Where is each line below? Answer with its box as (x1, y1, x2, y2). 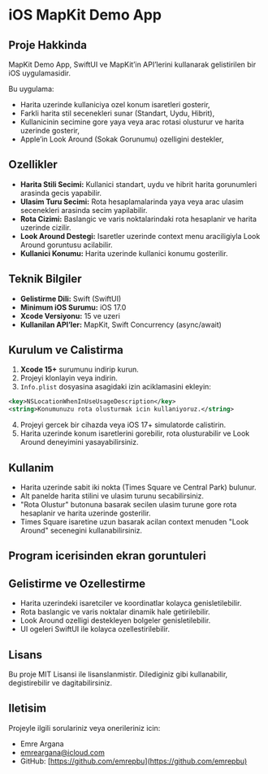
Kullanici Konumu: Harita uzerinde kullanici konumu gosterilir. (19, 248, 228, 258)
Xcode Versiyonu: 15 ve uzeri (19, 311, 120, 320)
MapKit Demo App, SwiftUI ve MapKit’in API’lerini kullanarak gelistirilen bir (8, 59, 257, 69)
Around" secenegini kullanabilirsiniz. (19, 526, 143, 535)
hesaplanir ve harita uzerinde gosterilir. (19, 508, 151, 518)
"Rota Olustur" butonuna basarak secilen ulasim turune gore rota (19, 500, 237, 509)
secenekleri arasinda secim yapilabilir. (19, 205, 148, 215)
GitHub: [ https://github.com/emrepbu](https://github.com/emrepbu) (19, 756, 248, 766)
